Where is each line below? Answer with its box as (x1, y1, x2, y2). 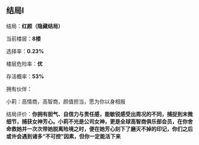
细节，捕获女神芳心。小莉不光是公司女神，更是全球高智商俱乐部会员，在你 (6, 118, 188, 125)
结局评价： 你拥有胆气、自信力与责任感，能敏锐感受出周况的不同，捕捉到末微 (6, 110, 193, 117)
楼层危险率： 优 (6, 60, 43, 67)
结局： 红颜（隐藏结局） (6, 22, 63, 30)
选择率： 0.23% (6, 47, 44, 54)
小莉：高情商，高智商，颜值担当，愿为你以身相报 (6, 98, 126, 105)
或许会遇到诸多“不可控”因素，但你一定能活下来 (6, 133, 121, 140)
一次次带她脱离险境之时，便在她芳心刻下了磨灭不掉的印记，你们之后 (26, 125, 193, 132)
